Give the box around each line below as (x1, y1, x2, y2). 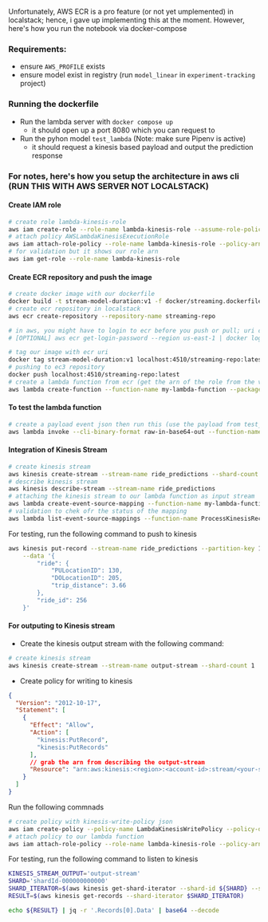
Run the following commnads (8, 802, 104, 812)
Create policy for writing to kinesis (19, 676, 133, 685)
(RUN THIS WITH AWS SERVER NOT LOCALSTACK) (8, 180, 209, 191)
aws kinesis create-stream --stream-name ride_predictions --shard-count (8, 470, 259, 478)
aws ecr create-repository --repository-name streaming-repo (8, 312, 216, 320)
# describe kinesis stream (8, 478, 98, 486)
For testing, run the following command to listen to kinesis (8, 854, 199, 864)
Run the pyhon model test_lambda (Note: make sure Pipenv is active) (19, 133, 246, 143)
